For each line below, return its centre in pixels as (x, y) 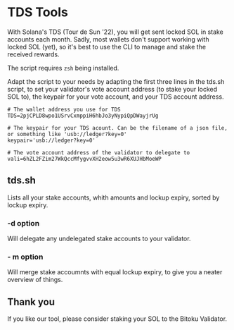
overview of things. (35, 280)
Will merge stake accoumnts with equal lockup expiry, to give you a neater (115, 272)
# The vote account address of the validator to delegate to (99, 152)
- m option (25, 257)
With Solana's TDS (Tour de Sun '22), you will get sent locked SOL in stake (115, 32)
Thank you (31, 301)
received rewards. (33, 54)
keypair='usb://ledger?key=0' (52, 140)
